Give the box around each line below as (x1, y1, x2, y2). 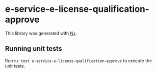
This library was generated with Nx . (5, 30, 77, 36)
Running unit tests (5, 44, 62, 53)
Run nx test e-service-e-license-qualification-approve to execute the (5, 58, 152, 64)
